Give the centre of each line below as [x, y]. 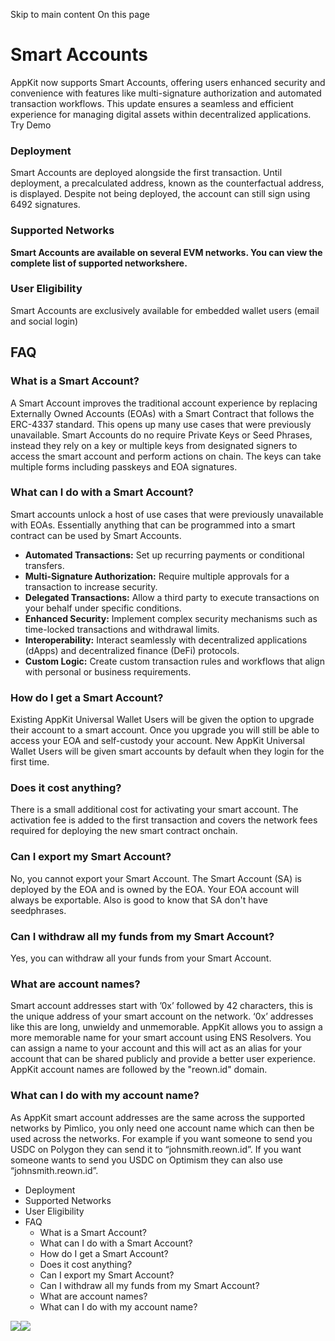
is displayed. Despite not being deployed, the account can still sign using [160, 194]
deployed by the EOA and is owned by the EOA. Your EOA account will [155, 889]
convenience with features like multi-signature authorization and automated [166, 93]
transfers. [44, 565]
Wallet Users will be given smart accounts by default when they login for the [167, 751]
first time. [30, 762]
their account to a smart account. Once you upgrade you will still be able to [165, 730]
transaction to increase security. [91, 586]
